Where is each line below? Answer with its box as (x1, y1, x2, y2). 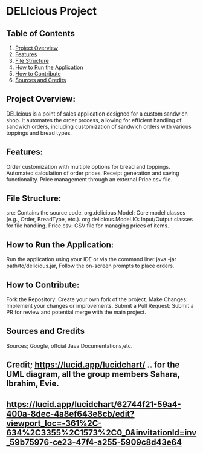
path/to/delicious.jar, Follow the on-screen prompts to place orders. (6, 262, 175, 270)
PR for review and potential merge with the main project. (6, 308, 147, 316)
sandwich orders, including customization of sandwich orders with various (6, 123, 192, 130)
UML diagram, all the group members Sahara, (6, 369, 180, 379)
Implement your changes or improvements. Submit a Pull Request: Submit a (6, 302, 195, 310)
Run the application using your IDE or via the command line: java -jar (6, 256, 177, 263)
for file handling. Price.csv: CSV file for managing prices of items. (6, 222, 169, 229)
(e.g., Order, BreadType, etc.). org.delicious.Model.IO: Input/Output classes (6, 216, 193, 223)
